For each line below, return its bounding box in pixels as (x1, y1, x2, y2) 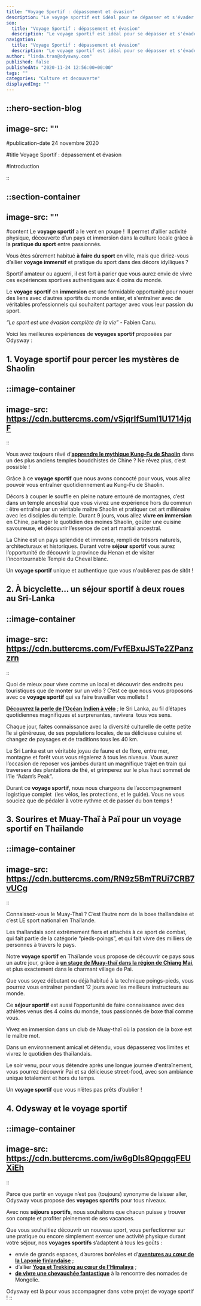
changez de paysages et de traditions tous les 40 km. (6, 735, 139, 743)
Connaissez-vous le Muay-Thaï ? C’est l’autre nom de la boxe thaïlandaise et (6, 911, 194, 918)
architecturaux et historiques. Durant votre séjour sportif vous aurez (6, 543, 175, 550)
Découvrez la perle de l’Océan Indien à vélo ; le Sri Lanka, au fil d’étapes (6, 705, 187, 712)
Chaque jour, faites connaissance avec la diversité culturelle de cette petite (6, 723, 191, 730)
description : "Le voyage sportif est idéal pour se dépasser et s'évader (6, 14, 194, 20)
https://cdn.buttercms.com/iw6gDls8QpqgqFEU (6, 1153, 191, 1163)
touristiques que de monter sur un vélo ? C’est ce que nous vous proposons (6, 687, 193, 694)
